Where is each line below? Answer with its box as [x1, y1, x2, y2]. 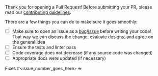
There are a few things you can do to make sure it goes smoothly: [5, 19, 138, 25]
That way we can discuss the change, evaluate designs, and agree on [12, 34, 154, 40]
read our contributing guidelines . [5, 9, 71, 15]
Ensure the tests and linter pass [12, 44, 76, 51]
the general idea [12, 39, 46, 45]
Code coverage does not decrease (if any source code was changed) [12, 50, 153, 56]
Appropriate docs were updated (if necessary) [12, 55, 106, 61]
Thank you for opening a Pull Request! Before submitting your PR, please [5, 4, 152, 10]
